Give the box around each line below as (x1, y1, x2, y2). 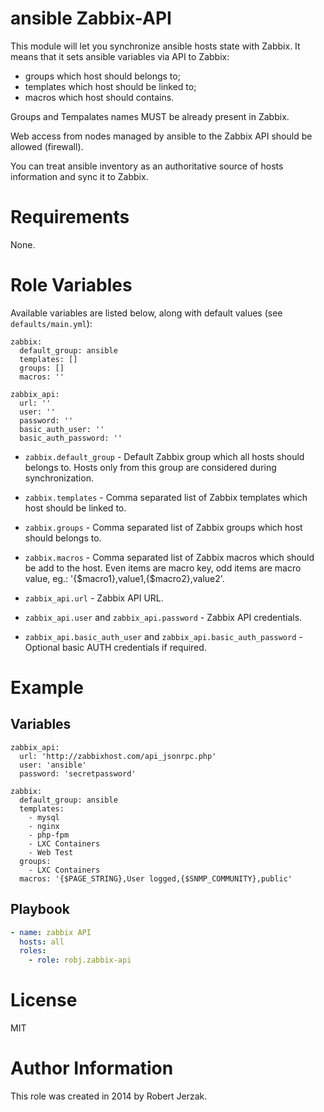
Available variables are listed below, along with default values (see (10, 307, 283, 319)
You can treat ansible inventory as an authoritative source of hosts (10, 160, 284, 172)
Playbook (10, 901, 71, 918)
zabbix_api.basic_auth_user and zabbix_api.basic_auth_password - (24, 630, 303, 642)
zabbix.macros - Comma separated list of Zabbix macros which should (24, 551, 315, 563)
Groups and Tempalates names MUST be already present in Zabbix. (10, 110, 290, 122)
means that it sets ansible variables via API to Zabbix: (10, 50, 230, 62)
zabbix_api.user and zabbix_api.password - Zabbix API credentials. (24, 611, 303, 623)
